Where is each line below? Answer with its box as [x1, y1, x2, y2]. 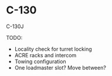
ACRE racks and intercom [14, 51, 77, 58]
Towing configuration [14, 58, 66, 65]
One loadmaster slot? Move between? [14, 64, 107, 71]
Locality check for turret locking [14, 45, 92, 53]
